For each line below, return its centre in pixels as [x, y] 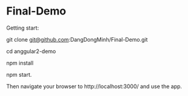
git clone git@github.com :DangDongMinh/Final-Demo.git [77, 39]
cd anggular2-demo [31, 51]
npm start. [19, 74]
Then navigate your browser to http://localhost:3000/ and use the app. [94, 86]
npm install [20, 63]
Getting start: [23, 28]
